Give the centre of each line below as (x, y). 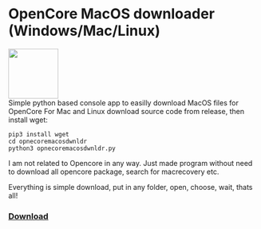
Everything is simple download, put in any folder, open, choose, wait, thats (130, 187)
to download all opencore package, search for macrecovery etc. (114, 172)
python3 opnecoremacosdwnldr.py (62, 148)
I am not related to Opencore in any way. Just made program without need (130, 163)
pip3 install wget (39, 134)
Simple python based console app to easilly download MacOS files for (124, 103)
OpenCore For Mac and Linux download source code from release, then (127, 111)
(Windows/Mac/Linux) (85, 31)
